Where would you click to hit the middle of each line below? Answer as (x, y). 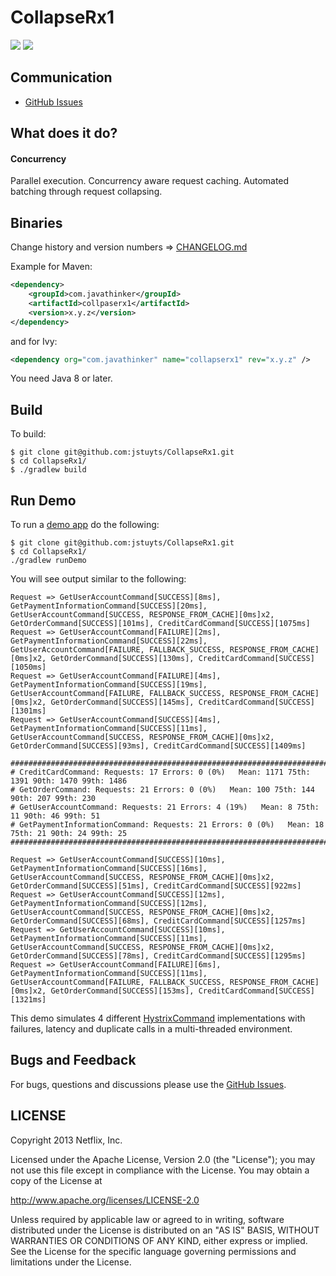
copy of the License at (56, 1180)
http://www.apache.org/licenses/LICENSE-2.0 (105, 1200)
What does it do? (64, 133)
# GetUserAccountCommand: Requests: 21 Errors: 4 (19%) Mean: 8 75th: (165, 807)
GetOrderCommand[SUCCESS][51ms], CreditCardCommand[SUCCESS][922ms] (156, 886)
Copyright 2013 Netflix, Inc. (66, 1140)
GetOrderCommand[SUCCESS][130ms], (122, 659)
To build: (28, 434)
